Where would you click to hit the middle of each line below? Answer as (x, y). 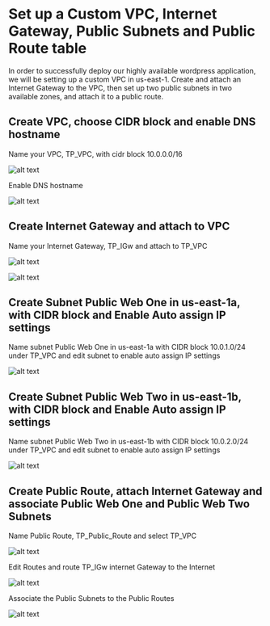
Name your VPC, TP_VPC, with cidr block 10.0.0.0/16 (96, 153)
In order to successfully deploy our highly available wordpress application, (132, 70)
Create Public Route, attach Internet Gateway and (135, 491)
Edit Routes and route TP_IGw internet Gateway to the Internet (112, 567)
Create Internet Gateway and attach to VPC (119, 227)
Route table (48, 48)
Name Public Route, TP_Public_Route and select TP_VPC (102, 536)
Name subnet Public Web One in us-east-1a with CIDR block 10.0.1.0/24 (127, 347)
